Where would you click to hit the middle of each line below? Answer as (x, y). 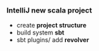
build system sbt (40, 32)
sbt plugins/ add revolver (53, 40)
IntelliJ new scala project (49, 10)
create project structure (52, 25)
